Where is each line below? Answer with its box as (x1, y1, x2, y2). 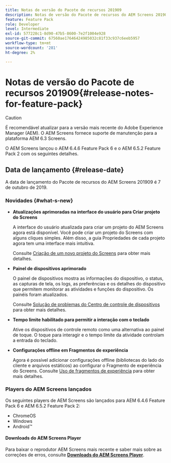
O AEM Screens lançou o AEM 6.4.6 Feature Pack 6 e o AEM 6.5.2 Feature (5, 146, 161, 152)
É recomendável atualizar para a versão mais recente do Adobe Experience (5, 125, 163, 131)
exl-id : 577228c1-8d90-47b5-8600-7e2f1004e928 (5, 31, 106, 36)
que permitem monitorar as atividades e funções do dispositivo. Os (12, 286, 154, 292)
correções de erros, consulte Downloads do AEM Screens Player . (5, 452, 145, 458)
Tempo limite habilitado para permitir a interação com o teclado (12, 316, 150, 323)
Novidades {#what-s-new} (5, 197, 73, 204)
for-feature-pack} (5, 98, 83, 109)
